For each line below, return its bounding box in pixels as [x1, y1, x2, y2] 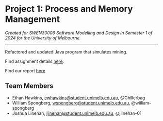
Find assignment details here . [5, 58, 64, 64]
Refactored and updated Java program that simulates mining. [5, 49, 128, 54]
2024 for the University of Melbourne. [5, 35, 81, 41]
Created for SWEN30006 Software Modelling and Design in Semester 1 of [5, 30, 153, 35]
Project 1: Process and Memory [5, 3, 133, 15]
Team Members [5, 82, 53, 90]
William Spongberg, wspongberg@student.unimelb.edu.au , [12, 100, 130, 105]
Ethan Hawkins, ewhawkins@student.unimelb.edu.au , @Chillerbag [12, 95, 146, 101]
